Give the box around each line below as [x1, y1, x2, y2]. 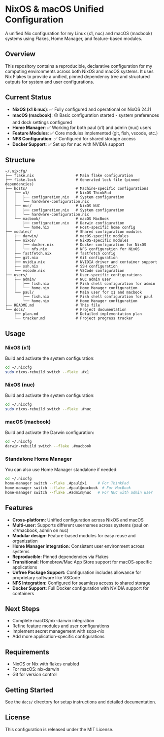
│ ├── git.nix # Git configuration [5, 256, 118, 260]
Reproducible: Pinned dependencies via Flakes [12, 554, 109, 560]
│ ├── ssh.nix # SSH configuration [5, 264, 118, 269]
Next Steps [5, 605, 40, 613]
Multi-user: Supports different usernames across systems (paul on [12, 522, 149, 528]
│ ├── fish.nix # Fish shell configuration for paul [5, 294, 153, 300]
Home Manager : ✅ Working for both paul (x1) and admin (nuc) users [12, 125, 152, 130]
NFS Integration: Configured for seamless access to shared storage [12, 580, 151, 586]
